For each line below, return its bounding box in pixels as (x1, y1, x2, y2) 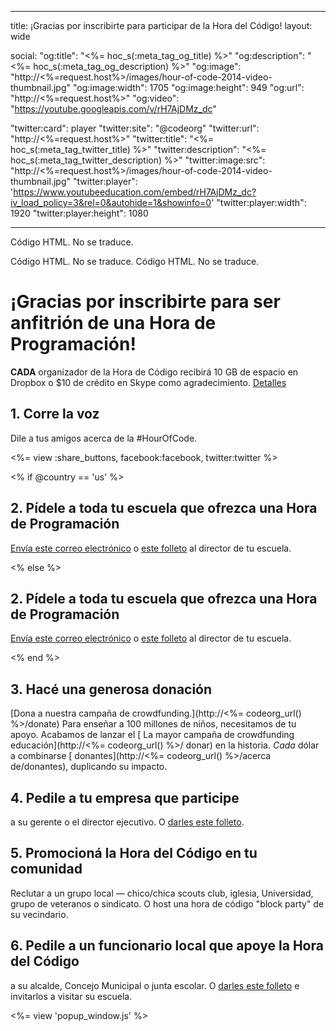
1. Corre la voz (10, 406, 100, 423)
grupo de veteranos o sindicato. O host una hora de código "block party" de (10, 897, 325, 910)
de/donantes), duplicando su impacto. (10, 761, 168, 773)
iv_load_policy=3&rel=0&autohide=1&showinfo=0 (10, 197, 212, 208)
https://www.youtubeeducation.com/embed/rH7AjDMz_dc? (13, 186, 257, 198)
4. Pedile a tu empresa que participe (10, 789, 240, 806)
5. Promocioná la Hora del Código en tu (10, 845, 258, 862)
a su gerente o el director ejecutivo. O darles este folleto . (10, 816, 245, 828)
